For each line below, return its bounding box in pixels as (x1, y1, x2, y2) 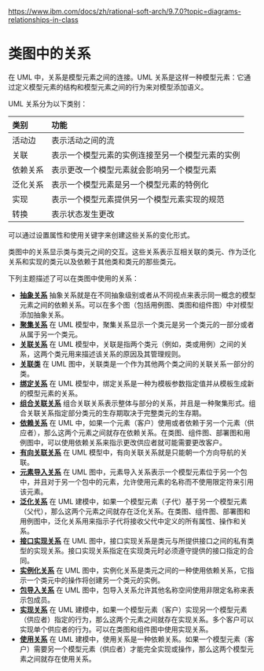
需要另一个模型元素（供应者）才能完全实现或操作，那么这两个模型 (33, 644, 247, 654)
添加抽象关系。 (19, 310, 68, 319)
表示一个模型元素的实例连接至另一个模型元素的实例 (51, 149, 241, 160)
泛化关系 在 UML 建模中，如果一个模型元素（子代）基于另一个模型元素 (19, 496, 247, 506)
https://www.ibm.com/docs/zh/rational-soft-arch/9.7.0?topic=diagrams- (8, 7, 241, 16)
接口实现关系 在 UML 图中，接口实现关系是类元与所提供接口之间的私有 (19, 536, 247, 545)
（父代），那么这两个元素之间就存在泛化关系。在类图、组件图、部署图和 (19, 507, 251, 516)
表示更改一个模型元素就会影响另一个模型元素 (51, 164, 218, 175)
